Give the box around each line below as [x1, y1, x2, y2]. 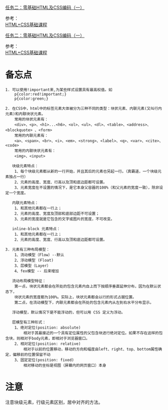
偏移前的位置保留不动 [12, 352, 51, 357]
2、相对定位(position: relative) [14, 341, 81, 346]
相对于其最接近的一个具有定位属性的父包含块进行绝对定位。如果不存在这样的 [23, 330, 159, 335]
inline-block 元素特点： [12, 226, 61, 231]
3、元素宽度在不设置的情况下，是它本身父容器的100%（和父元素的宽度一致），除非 [14, 185, 159, 190]
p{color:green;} [14, 96, 49, 101]
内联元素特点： [12, 200, 39, 205]
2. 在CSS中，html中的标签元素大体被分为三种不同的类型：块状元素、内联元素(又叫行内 [5, 106, 162, 111]
